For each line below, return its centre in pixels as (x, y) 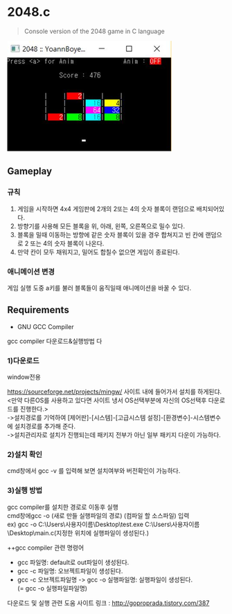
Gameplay (30, 171)
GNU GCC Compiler (45, 326)
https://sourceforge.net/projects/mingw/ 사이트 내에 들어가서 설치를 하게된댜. (115, 392)
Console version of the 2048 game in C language (94, 31)
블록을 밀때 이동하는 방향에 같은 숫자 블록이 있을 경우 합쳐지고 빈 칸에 (110, 234)
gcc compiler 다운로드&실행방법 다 (55, 341)
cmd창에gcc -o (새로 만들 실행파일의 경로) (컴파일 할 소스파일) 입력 (98, 515)
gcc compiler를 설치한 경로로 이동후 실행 (63, 507)
